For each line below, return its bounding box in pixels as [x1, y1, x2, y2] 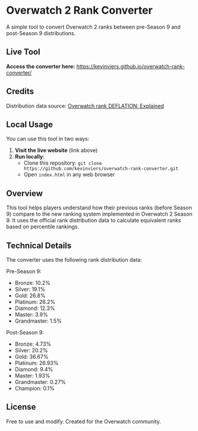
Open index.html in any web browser [23, 171, 115, 178]
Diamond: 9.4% [14, 366, 54, 373]
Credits [6, 86, 34, 97]
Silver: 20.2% [14, 347, 48, 354]
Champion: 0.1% [14, 385, 55, 392]
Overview [6, 188, 43, 199]
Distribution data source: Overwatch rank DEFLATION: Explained [6, 102, 165, 109]
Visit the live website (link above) [14, 147, 98, 154]
